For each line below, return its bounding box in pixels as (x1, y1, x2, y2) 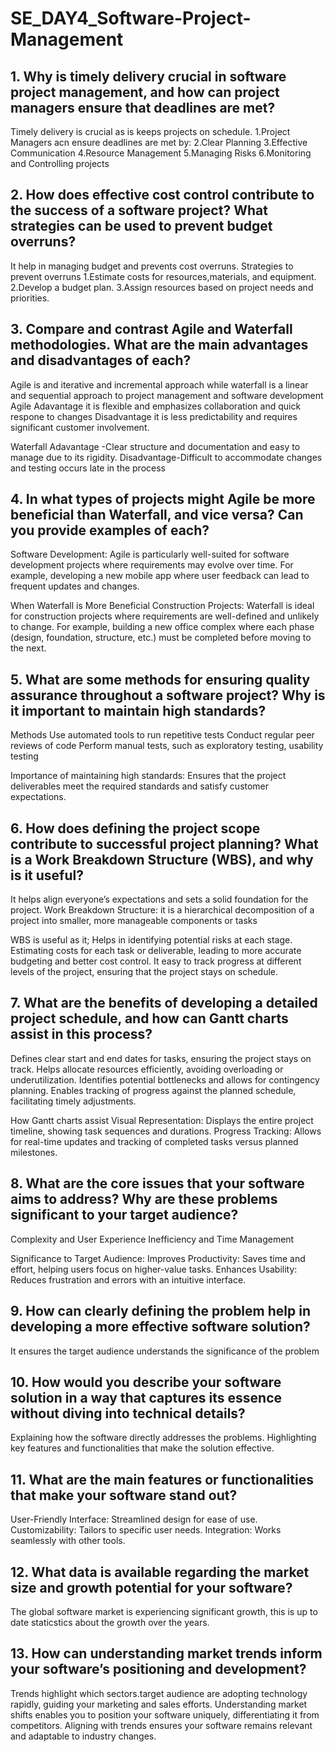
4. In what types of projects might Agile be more (10, 491, 316, 508)
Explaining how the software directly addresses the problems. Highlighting (10, 1432, 317, 1444)
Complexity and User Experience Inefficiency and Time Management (10, 1233, 295, 1245)
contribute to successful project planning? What (10, 835, 319, 852)
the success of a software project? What (10, 202, 268, 219)
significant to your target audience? (10, 1207, 239, 1224)
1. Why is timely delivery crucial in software (10, 68, 287, 85)
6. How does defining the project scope (10, 820, 261, 837)
